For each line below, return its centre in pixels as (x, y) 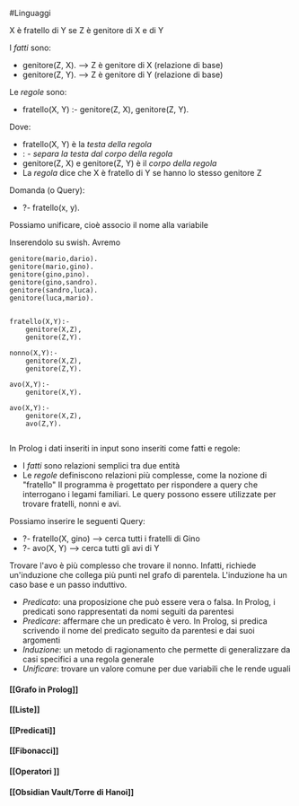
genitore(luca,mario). (52, 298)
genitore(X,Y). (54, 392)
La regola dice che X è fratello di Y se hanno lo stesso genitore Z (142, 173)
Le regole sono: (38, 92)
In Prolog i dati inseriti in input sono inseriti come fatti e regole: (125, 448)
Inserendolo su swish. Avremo (65, 242)
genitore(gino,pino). (50, 275)
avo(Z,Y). (44, 424)
